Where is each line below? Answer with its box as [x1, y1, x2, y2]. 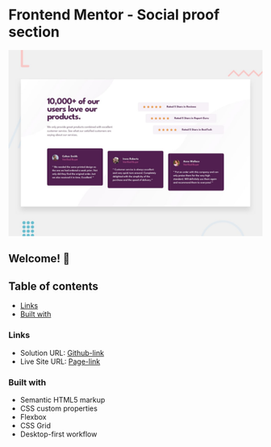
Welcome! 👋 [8, 252, 70, 265]
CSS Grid [19, 420, 51, 430]
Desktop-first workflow [19, 429, 98, 439]
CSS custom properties [19, 403, 98, 413]
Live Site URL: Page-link [19, 357, 101, 366]
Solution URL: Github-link [19, 348, 105, 357]
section [8, 23, 60, 41]
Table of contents [8, 279, 98, 293]
